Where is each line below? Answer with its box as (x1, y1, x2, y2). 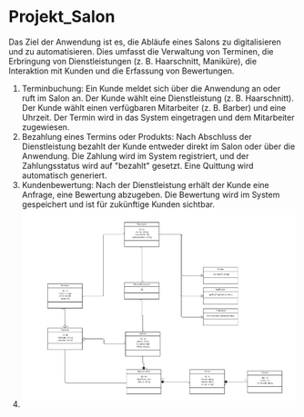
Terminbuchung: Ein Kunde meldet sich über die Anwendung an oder (21, 83, 281, 94)
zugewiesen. (21, 121, 70, 133)
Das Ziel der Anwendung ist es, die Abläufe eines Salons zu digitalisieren (8, 36, 281, 47)
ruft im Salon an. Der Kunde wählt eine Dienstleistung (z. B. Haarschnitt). (21, 93, 295, 104)
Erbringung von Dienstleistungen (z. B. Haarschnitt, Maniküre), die (8, 55, 257, 66)
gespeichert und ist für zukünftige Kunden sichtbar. (21, 198, 216, 210)
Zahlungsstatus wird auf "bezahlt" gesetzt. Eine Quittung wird (21, 160, 254, 171)
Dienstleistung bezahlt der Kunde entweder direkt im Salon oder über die (21, 141, 296, 152)
